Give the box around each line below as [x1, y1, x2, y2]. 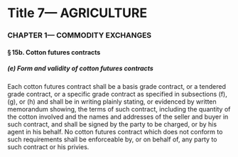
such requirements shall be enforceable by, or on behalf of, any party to [7, 135, 217, 144]
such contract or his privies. [7, 142, 90, 151]
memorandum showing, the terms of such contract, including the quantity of [7, 104, 231, 113]
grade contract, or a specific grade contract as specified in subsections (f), [7, 90, 227, 98]
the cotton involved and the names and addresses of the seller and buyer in [7, 112, 229, 121]
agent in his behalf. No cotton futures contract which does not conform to [7, 127, 223, 136]
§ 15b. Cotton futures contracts [7, 48, 101, 56]
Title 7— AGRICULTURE [7, 5, 148, 21]
